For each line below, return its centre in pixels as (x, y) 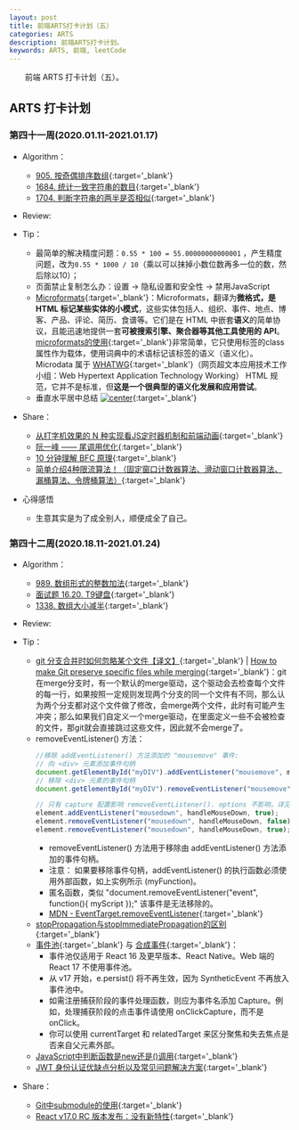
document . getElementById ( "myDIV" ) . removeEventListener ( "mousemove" (163, 789)
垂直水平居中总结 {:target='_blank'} (116, 397)
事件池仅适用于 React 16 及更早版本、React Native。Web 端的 (162, 955)
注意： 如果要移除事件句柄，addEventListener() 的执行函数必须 (164, 870)
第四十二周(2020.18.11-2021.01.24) (85, 543)
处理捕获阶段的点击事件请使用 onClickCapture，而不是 (164, 1011)
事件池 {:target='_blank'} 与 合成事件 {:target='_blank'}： (137, 945)
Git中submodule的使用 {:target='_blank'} (109, 1105)
